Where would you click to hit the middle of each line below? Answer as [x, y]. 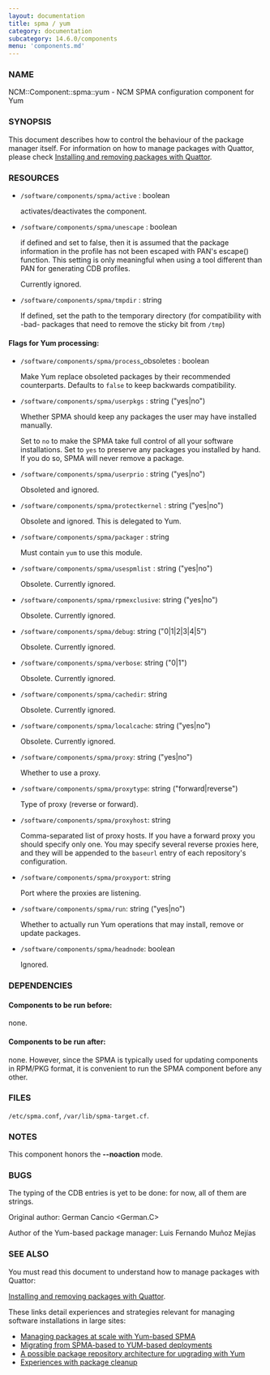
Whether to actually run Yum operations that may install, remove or [132, 925]
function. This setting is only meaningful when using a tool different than [141, 260]
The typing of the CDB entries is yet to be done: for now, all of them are [128, 1193]
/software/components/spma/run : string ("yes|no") [103, 909]
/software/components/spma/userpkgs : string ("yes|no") [113, 401]
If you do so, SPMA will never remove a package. [102, 459]
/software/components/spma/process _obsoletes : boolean [114, 361]
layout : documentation [47, 16]
